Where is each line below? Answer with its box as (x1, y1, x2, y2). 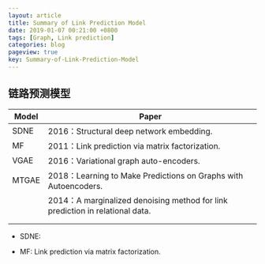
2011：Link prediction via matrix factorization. (47, 140, 221, 151)
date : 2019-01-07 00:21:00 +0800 (8, 26, 118, 34)
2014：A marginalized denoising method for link (47, 194, 229, 206)
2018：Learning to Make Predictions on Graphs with (47, 170, 244, 181)
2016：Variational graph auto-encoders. (47, 155, 200, 166)
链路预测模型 (8, 87, 71, 100)
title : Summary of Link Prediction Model (8, 19, 147, 27)
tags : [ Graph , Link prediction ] (8, 33, 114, 42)
